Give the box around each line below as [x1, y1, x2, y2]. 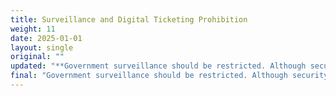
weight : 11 [10, 24, 56, 34]
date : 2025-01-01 [10, 33, 83, 43]
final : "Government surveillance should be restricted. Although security [10, 71, 329, 81]
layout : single [10, 42, 74, 53]
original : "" [10, 52, 65, 62]
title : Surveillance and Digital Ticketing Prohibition [10, 14, 248, 25]
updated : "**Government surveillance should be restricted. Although [10, 61, 307, 71]
